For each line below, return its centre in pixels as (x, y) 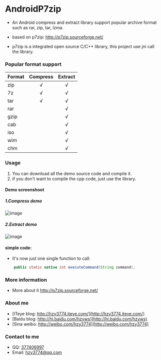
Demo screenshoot (25, 190)
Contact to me (22, 337)
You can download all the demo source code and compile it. (72, 173)
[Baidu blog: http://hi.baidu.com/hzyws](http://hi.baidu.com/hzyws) (80, 319)
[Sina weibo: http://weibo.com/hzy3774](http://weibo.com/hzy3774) (80, 324)
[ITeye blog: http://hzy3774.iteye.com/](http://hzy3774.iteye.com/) (78, 314)
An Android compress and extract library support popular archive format (84, 22)
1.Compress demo (24, 201)
